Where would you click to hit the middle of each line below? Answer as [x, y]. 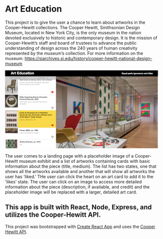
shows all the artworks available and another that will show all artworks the [80, 172]
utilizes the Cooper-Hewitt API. [53, 215]
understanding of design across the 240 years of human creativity [71, 48]
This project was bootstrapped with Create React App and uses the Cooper [80, 226]
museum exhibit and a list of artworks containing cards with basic [85, 161]
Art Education [33, 9]
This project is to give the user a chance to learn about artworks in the [75, 22]
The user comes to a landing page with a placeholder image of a [69, 156]
